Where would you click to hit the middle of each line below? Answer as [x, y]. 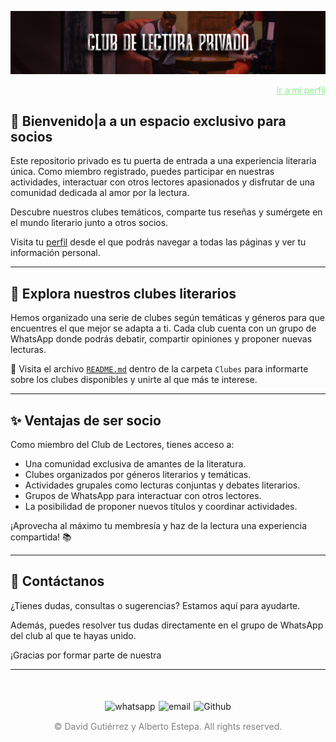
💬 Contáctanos [57, 581]
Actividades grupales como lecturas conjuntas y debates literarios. [162, 485]
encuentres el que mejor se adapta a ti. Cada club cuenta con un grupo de [163, 328]
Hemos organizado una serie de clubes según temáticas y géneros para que [167, 318]
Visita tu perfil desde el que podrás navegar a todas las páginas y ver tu [158, 242]
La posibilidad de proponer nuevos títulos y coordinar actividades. [161, 506]
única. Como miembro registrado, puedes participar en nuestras [142, 172]
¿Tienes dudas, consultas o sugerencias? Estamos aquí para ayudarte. [155, 605]
